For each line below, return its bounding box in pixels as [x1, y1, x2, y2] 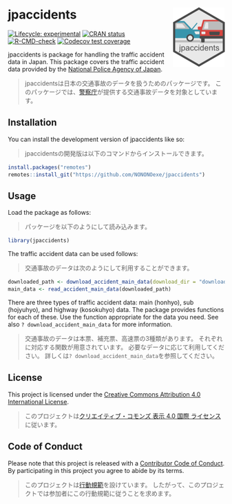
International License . [8, 397, 70, 406]
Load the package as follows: [8, 209, 92, 217]
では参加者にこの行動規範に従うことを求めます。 [36, 489, 176, 497]
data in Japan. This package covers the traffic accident [8, 57, 165, 65]
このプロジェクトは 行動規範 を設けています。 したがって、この [24, 481, 200, 489]
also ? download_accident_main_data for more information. [8, 320, 173, 328]
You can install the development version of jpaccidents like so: [8, 135, 185, 143]
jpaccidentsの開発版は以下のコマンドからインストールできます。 [24, 149, 209, 158]
